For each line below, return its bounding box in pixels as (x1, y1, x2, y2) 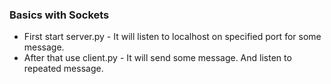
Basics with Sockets (9, 8, 110, 22)
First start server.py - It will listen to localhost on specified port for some (23, 31, 322, 43)
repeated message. (23, 63, 104, 75)
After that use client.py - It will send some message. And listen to (23, 52, 292, 64)
